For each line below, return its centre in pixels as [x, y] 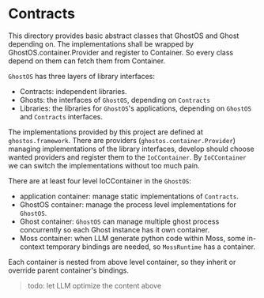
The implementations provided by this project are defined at [106, 132]
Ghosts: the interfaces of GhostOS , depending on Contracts [115, 100]
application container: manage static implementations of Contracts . [129, 196]
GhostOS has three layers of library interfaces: [82, 76]
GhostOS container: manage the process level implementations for [128, 204]
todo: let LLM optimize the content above [94, 285]
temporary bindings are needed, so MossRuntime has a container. [151, 247]
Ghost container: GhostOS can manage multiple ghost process [119, 221]
